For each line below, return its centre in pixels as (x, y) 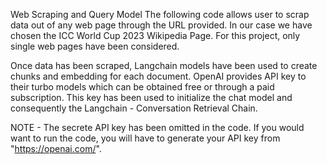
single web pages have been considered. (95, 46)
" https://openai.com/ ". (56, 148)
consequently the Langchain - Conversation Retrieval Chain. (134, 108)
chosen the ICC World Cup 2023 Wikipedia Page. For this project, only (155, 35)
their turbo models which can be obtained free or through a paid (142, 87)
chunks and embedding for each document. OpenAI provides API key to (158, 76)
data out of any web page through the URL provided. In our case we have (161, 25)
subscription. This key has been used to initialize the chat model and (151, 97)
